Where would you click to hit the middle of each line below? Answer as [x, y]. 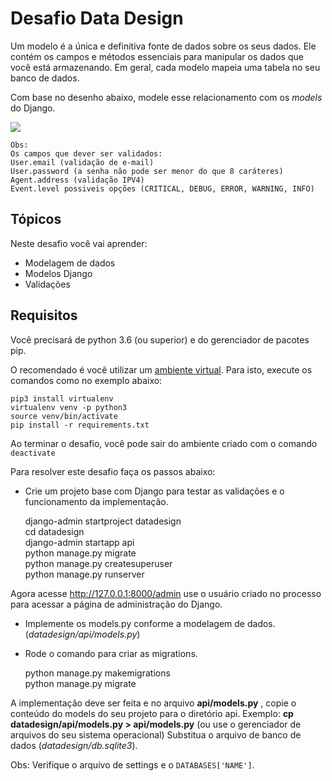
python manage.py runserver [84, 574]
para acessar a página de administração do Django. [116, 604]
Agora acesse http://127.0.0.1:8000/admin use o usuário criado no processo [166, 593]
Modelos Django [58, 273]
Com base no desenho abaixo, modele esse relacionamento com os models [166, 97]
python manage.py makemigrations [97, 673]
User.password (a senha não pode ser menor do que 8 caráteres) [147, 171]
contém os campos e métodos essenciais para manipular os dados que [157, 56]
